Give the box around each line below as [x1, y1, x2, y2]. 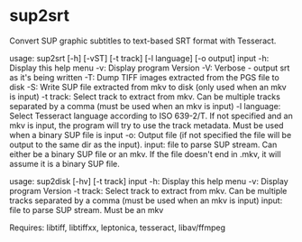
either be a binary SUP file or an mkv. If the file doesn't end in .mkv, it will [9, 148, 281, 159]
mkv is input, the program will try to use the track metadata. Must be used [9, 119, 284, 131]
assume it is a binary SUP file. [9, 158, 120, 169]
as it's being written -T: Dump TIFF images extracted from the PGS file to [9, 71, 279, 82]
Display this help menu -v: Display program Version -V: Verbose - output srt [9, 62, 290, 73]
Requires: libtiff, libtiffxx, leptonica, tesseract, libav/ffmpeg [9, 222, 225, 233]
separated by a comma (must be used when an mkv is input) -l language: [9, 100, 281, 111]
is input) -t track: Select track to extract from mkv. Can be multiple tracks [9, 91, 281, 102]
